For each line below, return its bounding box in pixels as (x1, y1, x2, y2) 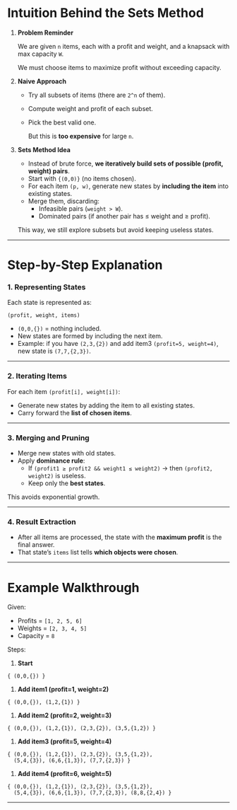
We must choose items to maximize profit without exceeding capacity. (17, 63, 222, 71)
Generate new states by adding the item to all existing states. (17, 401, 195, 410)
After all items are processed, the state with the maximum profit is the (17, 533, 222, 542)
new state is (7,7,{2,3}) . (17, 347, 92, 355)
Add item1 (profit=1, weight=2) (17, 685, 109, 694)
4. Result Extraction (7, 516, 76, 526)
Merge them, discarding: (28, 197, 100, 205)
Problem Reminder (17, 28, 74, 37)
